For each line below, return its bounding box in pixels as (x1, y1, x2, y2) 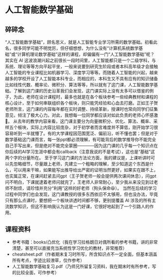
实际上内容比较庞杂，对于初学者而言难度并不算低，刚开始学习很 (30, 125, 158, 130)
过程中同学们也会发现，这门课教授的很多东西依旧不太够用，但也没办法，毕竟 (5, 191, 158, 197)
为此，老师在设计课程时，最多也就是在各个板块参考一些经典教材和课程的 (13, 94, 158, 100)
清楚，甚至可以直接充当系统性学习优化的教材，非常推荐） (12, 245, 127, 251)
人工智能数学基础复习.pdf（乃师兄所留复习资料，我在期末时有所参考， (12, 263, 152, 269)
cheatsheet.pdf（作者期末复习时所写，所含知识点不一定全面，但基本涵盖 (12, 251, 158, 257)
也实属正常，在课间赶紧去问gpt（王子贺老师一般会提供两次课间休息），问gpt (5, 173, 157, 179)
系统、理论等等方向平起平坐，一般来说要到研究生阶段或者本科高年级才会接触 (5, 64, 158, 69)
